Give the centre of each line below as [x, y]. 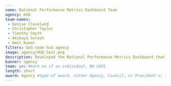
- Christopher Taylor [30, 29]
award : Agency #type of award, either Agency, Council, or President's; [84, 76]
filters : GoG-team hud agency [37, 48]
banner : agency [21, 62]
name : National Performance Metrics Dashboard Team [61, 10]
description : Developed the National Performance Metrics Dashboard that [85, 57]
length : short [20, 71]
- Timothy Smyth [25, 33]
